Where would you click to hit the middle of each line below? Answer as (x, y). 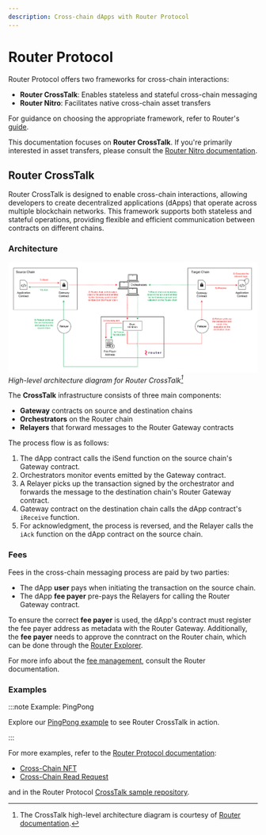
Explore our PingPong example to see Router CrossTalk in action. (114, 722)
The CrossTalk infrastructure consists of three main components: (115, 395)
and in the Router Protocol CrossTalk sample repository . (99, 792)
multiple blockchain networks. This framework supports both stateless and (130, 211)
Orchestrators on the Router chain (76, 419)
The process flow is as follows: (59, 443)
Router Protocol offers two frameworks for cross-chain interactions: (119, 79)
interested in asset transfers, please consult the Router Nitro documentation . (133, 150)
